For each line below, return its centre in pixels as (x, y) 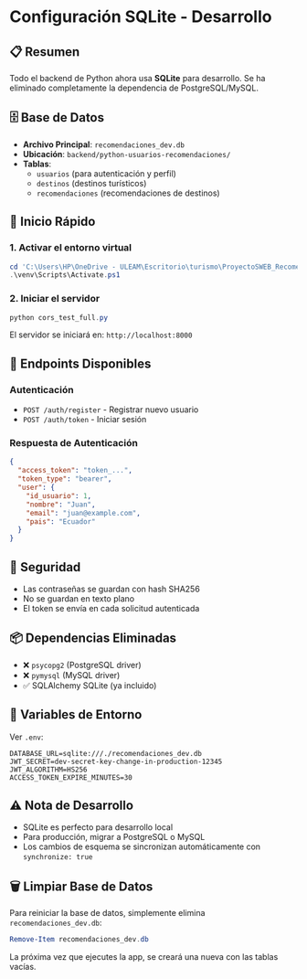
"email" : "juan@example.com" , (84, 513)
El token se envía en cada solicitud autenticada (111, 608)
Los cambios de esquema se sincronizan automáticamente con (142, 846)
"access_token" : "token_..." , (75, 471)
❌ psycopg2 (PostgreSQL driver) (82, 665)
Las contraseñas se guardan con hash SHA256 (111, 589)
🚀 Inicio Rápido (53, 222)
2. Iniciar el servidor (55, 299)
